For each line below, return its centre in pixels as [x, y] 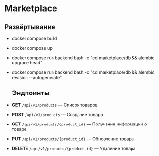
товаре [19, 129]
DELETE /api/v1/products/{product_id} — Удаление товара [74, 148]
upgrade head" [27, 63]
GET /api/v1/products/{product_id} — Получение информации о [79, 124]
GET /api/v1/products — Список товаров [54, 105]
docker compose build [34, 38]
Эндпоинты [30, 93]
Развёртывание [30, 27]
